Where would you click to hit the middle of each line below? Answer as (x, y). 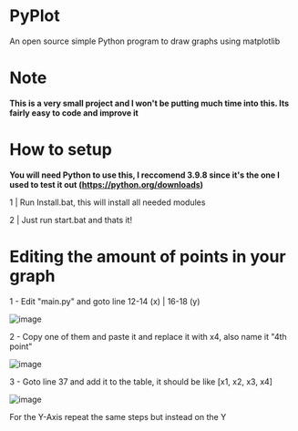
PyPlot (35, 16)
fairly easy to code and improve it (74, 113)
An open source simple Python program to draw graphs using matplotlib (145, 41)
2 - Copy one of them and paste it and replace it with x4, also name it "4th (148, 336)
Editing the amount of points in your (148, 257)
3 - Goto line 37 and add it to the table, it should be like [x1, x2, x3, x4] (141, 381)
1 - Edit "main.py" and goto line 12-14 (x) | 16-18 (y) (105, 301)
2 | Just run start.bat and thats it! (71, 220)
